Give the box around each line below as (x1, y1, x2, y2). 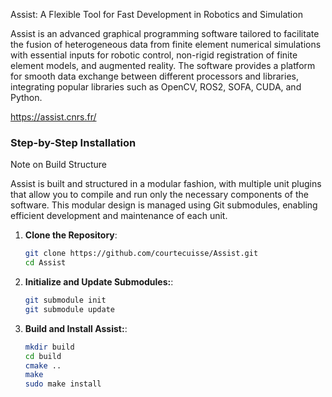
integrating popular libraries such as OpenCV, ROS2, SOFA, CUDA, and (10, 81, 302, 93)
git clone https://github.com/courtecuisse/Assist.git (24, 249, 259, 259)
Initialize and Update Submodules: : (24, 276, 174, 288)
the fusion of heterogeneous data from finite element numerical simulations (10, 39, 322, 50)
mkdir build (24, 342, 75, 352)
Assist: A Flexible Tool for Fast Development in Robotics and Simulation (10, 9, 303, 20)
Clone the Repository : (24, 229, 118, 241)
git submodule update (24, 304, 115, 314)
